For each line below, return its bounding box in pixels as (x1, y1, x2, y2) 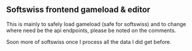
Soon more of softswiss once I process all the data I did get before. (6, 38, 172, 45)
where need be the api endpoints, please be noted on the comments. (6, 27, 176, 34)
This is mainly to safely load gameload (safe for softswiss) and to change (6, 20, 187, 27)
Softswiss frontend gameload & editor (6, 5, 151, 15)
